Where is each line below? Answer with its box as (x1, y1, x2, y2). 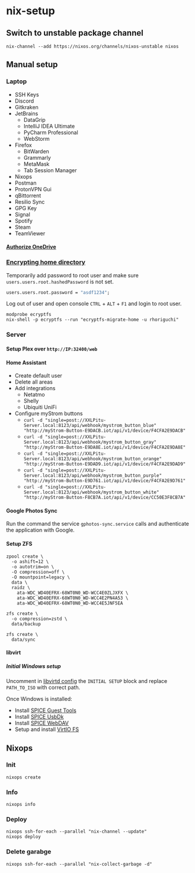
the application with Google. (6, 527, 75, 534)
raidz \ (11, 584, 31, 590)
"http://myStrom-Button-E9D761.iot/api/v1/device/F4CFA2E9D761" (23, 478, 186, 484)
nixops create (6, 774, 41, 780)
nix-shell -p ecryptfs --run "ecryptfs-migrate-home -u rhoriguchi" (6, 317, 179, 323)
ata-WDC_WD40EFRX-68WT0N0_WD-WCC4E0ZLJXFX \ (17, 590, 129, 596)
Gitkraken (14, 103, 39, 110)
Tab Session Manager (23, 166, 77, 173)
